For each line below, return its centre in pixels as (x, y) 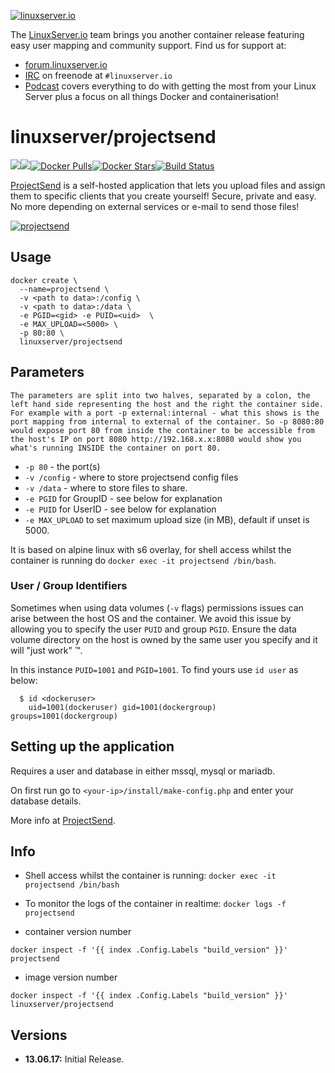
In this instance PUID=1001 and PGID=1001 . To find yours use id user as (154, 669)
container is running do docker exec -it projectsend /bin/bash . (143, 560)
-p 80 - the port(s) (62, 466)
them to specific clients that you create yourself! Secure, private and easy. (163, 196)
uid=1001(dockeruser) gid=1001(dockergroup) (122, 707)
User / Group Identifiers (69, 586)
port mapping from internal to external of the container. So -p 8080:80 (167, 421)
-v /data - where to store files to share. (106, 487)
